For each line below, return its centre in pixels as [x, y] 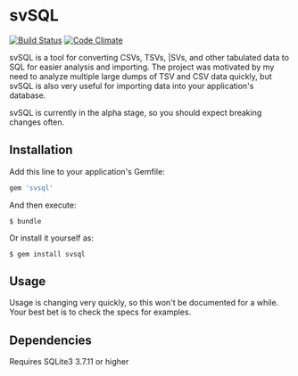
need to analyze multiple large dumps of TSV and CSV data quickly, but [141, 76]
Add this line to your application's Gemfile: [87, 171]
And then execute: [43, 205]
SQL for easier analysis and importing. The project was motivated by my [142, 67]
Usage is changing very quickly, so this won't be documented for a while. [144, 303]
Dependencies [50, 340]
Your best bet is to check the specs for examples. [100, 312]
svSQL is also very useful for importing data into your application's [132, 86]
